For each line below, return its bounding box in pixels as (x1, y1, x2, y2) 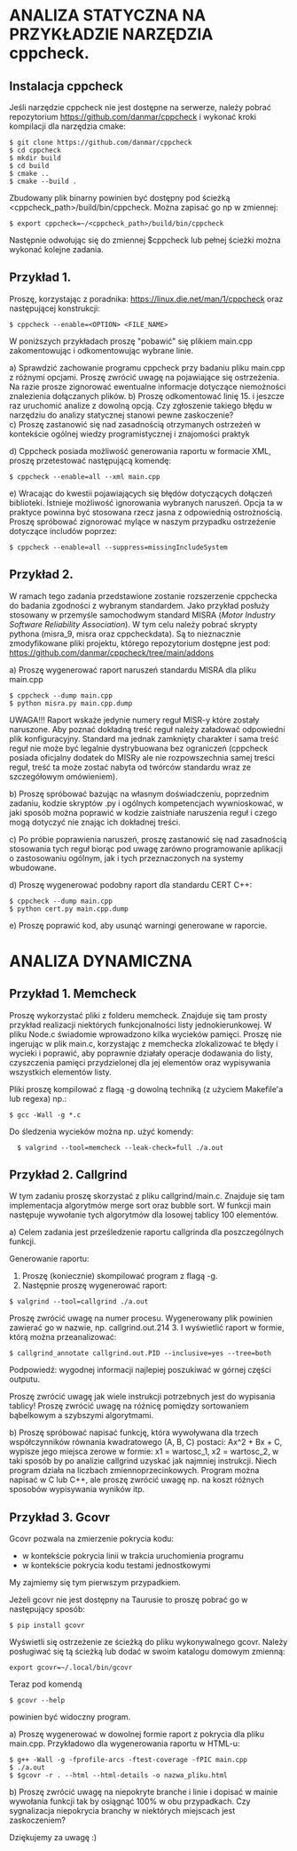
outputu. (9, 1374, 40, 1384)
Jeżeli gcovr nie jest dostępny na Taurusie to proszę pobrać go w (9, 1594, 248, 1605)
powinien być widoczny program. (9, 1711, 131, 1722)
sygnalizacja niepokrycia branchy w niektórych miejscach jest (9, 1806, 236, 1816)
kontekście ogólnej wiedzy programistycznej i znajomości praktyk (9, 428, 250, 439)
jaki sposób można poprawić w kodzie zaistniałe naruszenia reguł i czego (9, 807, 277, 818)
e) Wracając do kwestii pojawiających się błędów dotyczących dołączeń (9, 488, 273, 499)
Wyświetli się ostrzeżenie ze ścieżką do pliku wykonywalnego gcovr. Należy (9, 1637, 288, 1648)
